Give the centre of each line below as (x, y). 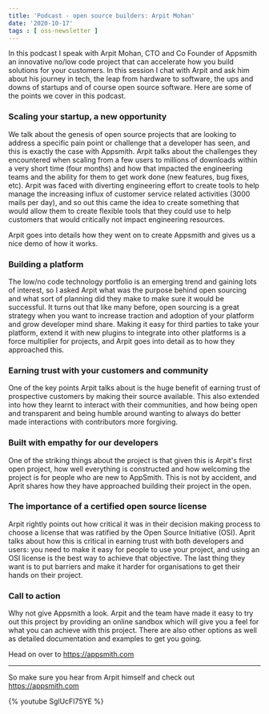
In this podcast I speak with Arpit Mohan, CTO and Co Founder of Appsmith (133, 54)
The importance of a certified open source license (108, 506)
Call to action (34, 595)
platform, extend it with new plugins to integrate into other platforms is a (127, 333)
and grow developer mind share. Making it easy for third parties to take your (134, 324)
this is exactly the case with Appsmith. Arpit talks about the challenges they (133, 151)
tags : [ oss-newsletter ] (53, 30)
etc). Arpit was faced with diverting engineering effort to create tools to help (134, 185)
